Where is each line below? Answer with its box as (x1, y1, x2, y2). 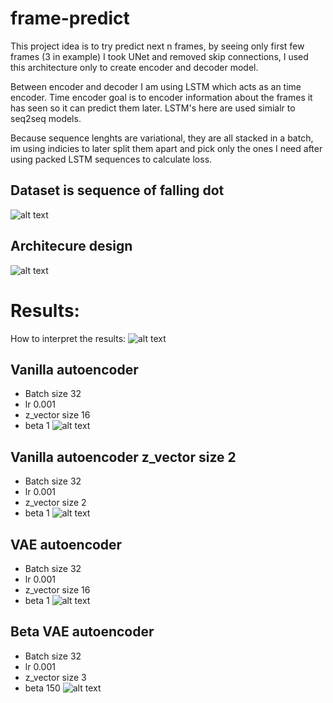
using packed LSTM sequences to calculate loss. (10, 153, 213, 165)
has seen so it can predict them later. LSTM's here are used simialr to (10, 102, 296, 114)
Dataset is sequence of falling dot (10, 182, 225, 199)
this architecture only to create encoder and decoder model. (10, 61, 259, 73)
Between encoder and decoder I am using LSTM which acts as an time (10, 80, 302, 92)
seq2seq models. (10, 112, 82, 124)
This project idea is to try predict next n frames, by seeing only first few (10, 40, 305, 52)
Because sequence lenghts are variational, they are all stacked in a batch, (10, 132, 314, 144)
